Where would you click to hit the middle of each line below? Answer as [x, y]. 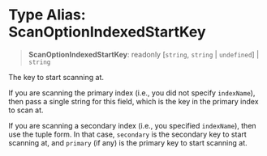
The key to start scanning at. [56, 77]
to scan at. [26, 110]
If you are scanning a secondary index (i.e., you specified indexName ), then [133, 125]
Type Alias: [47, 15]
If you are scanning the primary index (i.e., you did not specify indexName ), [132, 93]
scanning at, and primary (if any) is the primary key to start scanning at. [128, 142]
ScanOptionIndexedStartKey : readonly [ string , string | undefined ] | [144, 54]
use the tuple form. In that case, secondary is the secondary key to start [128, 134]
